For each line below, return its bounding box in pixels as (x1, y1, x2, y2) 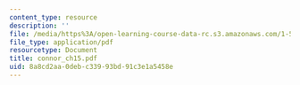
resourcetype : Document (9, 46, 98, 55)
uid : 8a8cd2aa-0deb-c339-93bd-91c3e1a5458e (9, 63, 174, 72)
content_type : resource (9, 12, 98, 22)
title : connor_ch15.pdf (9, 54, 98, 63)
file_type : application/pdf (9, 37, 114, 47)
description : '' (9, 21, 70, 30)
